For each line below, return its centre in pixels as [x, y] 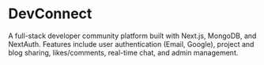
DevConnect [50, 14]
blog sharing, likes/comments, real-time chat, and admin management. [123, 52]
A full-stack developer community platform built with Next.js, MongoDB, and [132, 36]
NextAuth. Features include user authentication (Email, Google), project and [131, 44]
